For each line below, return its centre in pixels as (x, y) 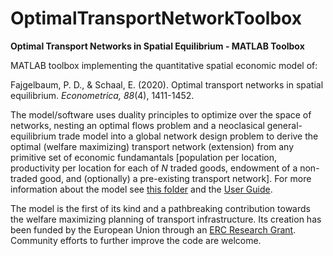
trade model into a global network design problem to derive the (188, 136)
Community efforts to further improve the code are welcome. (136, 240)
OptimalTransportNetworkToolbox (156, 18)
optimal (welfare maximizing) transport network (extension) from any (152, 146)
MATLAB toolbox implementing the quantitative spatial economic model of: (164, 65)
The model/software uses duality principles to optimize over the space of (161, 114)
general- (284, 125)
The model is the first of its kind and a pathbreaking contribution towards (160, 208)
